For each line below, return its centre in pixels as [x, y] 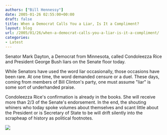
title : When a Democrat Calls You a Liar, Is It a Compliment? [72, 24]
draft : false [19, 19]
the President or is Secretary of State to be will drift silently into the [74, 113]
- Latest [14, 42]
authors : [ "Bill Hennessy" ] [34, 10]
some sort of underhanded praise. [40, 87]
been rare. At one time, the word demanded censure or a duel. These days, [82, 76]
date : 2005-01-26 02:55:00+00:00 [40, 14]
